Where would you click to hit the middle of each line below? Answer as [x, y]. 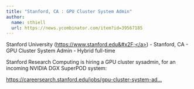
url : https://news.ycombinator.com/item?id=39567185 [77, 28]
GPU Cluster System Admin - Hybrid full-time [61, 51]
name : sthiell [28, 22]
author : [16, 17]
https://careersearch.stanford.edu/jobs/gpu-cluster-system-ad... [84, 80]
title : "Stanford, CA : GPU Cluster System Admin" [69, 11]
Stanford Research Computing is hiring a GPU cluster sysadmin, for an [91, 62]
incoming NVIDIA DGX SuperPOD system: [57, 69]
